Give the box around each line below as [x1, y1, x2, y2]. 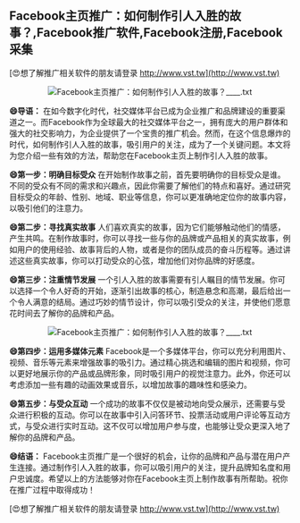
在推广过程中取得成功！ [9, 484, 96, 494]
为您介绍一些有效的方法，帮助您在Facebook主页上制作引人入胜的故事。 [9, 150, 272, 161]
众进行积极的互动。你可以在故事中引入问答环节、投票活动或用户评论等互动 [9, 409, 283, 420]
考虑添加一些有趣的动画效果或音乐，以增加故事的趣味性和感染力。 [9, 379, 252, 390]
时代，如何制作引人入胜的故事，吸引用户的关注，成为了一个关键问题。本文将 [9, 139, 291, 149]
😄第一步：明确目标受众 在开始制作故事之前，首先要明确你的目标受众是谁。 [9, 169, 286, 180]
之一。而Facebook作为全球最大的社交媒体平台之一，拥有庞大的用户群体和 [16, 116, 288, 127]
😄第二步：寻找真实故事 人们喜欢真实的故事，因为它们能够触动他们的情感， [9, 222, 286, 232]
